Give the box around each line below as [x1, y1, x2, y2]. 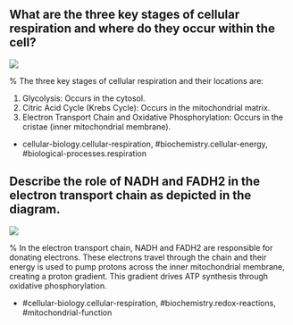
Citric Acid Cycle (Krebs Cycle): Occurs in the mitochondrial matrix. [21, 102, 271, 112]
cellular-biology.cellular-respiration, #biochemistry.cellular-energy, [21, 138, 268, 149]
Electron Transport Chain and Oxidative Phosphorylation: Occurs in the [21, 112, 284, 122]
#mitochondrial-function [21, 307, 113, 318]
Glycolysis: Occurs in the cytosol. [21, 93, 146, 104]
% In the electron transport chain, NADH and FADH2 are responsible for [9, 242, 273, 253]
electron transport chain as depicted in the [9, 187, 252, 204]
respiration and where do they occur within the [9, 21, 275, 37]
